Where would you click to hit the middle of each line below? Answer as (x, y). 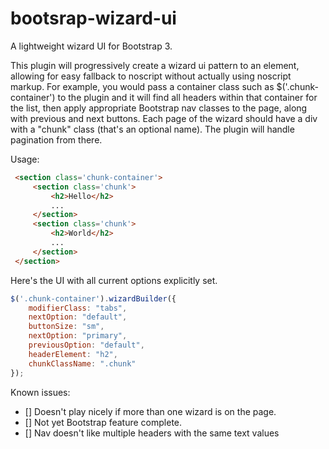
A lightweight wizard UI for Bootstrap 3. (91, 46)
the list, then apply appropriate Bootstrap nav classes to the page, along (159, 108)
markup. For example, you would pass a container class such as (142, 86)
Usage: (25, 159)
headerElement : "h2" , (73, 354)
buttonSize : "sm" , (66, 327)
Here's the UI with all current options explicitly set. (114, 280)
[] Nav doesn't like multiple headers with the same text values (152, 433)
